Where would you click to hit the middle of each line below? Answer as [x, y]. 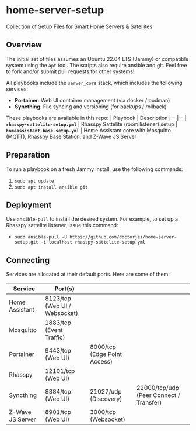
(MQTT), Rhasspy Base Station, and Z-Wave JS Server [71, 136]
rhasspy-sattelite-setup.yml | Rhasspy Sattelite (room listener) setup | [92, 124]
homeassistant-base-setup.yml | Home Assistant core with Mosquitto [88, 130]
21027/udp [106, 392]
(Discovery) [106, 399]
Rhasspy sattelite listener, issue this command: [62, 225]
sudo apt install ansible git [51, 187]
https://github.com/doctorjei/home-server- [123, 237]
